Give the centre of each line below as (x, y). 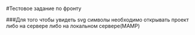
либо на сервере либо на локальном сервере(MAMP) (73, 26)
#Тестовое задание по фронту (44, 8)
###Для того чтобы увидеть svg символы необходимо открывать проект (97, 20)
